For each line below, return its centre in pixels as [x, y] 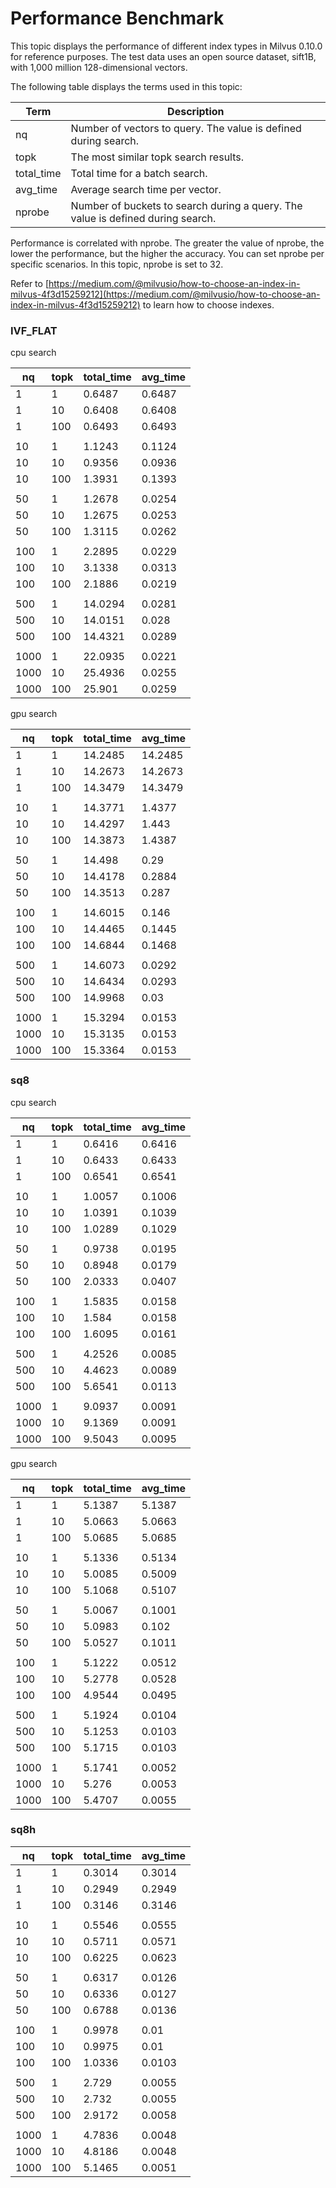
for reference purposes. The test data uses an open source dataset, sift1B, [163, 56]
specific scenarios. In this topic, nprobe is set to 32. [117, 264]
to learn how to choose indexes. [208, 304]
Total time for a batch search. [139, 173]
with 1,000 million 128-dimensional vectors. [99, 67]
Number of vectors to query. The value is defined [186, 128]
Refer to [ [29, 283]
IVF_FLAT [34, 330]
